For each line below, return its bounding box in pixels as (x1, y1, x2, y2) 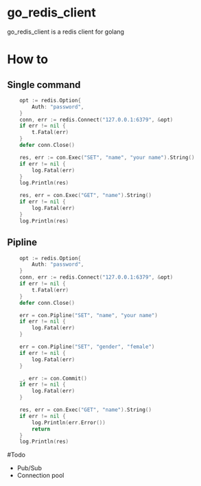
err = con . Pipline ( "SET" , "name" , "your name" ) (19, 312, 158, 319)
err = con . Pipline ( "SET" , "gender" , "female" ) (19, 343, 155, 350)
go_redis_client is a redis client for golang (7, 27, 125, 36)
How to (7, 51, 49, 67)
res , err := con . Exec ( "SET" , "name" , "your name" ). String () (19, 154, 195, 161)
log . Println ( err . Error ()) (32, 419, 106, 426)
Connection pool (16, 472, 64, 480)
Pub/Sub (16, 464, 43, 472)
